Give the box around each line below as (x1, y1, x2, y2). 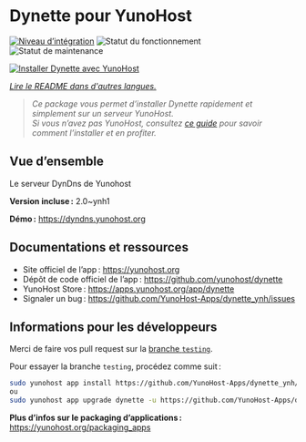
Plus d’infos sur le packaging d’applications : (9, 412, 182, 423)
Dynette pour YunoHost (9, 5, 193, 26)
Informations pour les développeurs (9, 319, 218, 334)
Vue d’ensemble (9, 154, 105, 170)
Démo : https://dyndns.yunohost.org (9, 213, 146, 224)
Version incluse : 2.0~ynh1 (9, 195, 111, 206)
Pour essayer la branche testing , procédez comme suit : (9, 361, 221, 372)
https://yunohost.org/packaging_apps (9, 422, 151, 433)
